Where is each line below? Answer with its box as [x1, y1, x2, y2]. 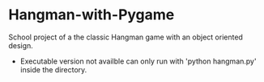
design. [8, 40, 34, 50]
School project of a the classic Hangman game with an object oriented [8, 32, 243, 42]
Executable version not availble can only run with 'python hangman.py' [19, 56, 257, 66]
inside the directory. [19, 64, 87, 74]
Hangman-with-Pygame [8, 6, 175, 24]
